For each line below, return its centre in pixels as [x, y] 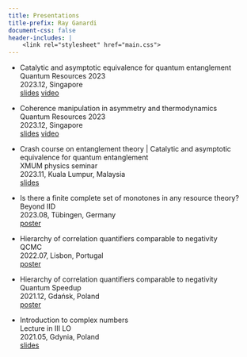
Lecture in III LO [45, 328]
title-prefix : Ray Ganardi [53, 23]
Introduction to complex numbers [74, 320]
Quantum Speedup [50, 288]
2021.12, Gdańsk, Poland [59, 296]
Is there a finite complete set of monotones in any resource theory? [129, 198]
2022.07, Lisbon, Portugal [61, 255]
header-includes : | [40, 38]
